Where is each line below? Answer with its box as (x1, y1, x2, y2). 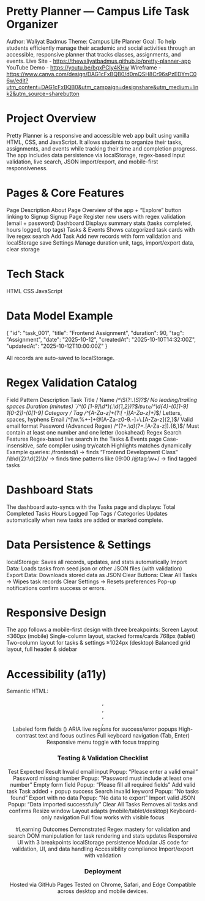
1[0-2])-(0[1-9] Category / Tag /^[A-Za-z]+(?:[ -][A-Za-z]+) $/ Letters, (6, 409, 182, 416)
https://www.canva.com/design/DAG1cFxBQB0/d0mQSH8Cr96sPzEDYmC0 (6, 70, 197, 77)
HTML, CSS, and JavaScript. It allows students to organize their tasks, (6, 138, 183, 146)
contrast (15, 732, 37, 739)
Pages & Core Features (6, 186, 124, 200)
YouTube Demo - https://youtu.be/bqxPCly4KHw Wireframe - (6, 63, 162, 71)
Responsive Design (6, 605, 106, 620)
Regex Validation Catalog (6, 376, 138, 390)
